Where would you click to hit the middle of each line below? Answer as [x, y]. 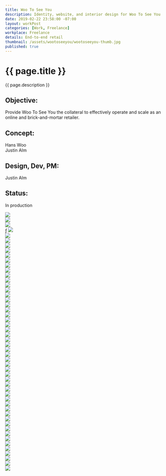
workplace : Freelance [28, 33]
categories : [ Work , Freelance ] [37, 28]
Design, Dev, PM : [32, 166]
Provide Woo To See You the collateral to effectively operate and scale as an [83, 112]
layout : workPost [23, 24]
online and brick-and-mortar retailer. [42, 117]
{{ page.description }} [28, 85]
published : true [22, 47]
